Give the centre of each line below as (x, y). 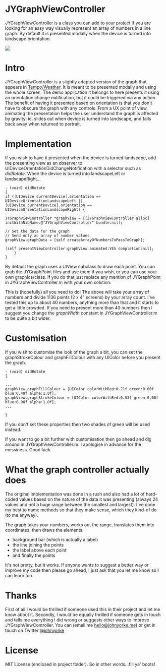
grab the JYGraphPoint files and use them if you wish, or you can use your (81, 272)
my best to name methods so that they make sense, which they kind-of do (81, 510)
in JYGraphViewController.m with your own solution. (58, 282)
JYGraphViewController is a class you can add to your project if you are (78, 23)
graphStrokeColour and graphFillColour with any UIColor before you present (83, 357)
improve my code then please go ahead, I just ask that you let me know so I (82, 570)
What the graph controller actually (77, 469)
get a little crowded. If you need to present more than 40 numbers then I (79, 307)
